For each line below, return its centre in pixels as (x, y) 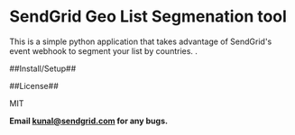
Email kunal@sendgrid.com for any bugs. (89, 121)
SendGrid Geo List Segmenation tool (148, 17)
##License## (34, 85)
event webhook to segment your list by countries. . (104, 50)
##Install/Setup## (43, 68)
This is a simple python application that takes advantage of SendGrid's (141, 41)
